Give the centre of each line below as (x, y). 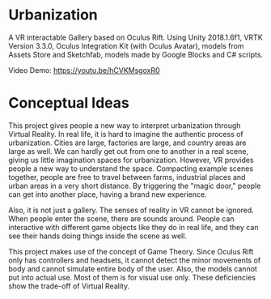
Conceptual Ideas (69, 103)
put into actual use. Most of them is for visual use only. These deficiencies (132, 277)
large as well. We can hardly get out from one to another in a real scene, (129, 151)
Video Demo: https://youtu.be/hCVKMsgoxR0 (84, 70)
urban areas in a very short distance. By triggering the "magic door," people (135, 186)
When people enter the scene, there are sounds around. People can (121, 218)
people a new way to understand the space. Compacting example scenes (131, 169)
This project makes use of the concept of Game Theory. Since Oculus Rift (131, 251)
